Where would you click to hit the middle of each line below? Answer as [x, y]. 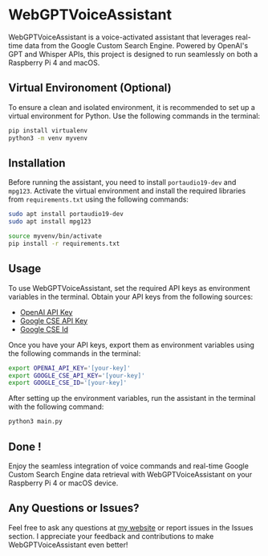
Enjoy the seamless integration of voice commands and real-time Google [128, 466]
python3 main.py [35, 422]
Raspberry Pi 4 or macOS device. [63, 483]
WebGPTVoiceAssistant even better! [68, 545]
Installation [37, 163]
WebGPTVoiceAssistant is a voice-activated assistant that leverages [121, 37]
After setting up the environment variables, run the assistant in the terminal [132, 399]
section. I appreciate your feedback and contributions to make [111, 536]
